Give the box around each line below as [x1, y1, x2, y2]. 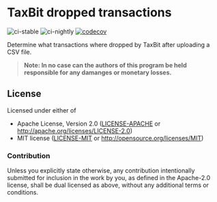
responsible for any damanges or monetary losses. [23, 68, 172, 76]
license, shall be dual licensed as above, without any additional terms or [7, 181, 209, 189]
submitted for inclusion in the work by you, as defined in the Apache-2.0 [7, 174, 210, 182]
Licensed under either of [7, 106, 76, 114]
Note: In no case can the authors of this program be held [23, 61, 187, 69]
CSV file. [7, 48, 32, 56]
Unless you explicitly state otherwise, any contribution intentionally [7, 167, 195, 175]
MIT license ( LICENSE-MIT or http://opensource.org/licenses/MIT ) [16, 134, 204, 142]
